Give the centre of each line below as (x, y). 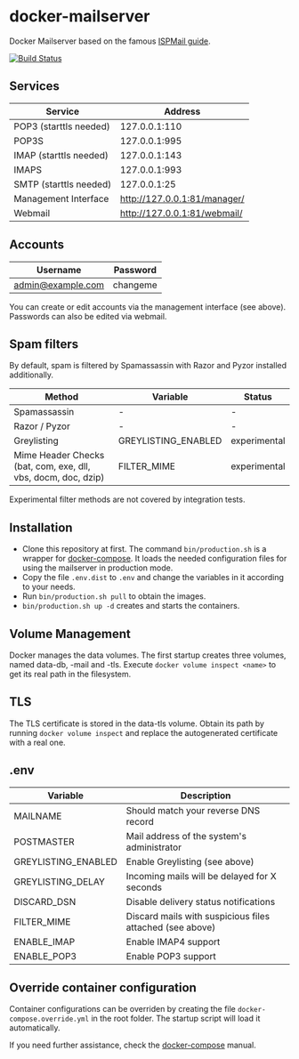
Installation (41, 527)
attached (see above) (171, 927)
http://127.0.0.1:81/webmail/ (181, 213)
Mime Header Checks (59, 456)
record (140, 821)
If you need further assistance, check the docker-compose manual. (133, 1045)
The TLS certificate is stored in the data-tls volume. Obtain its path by (137, 724)
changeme (135, 285)
